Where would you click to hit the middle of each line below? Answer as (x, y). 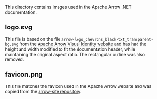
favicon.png (24, 75)
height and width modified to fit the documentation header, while (70, 49)
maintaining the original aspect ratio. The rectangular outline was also (75, 54)
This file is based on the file (33, 39)
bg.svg (12, 44)
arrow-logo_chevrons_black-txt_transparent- (108, 39)
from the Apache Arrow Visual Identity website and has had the (83, 44)
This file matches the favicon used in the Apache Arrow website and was (78, 86)
